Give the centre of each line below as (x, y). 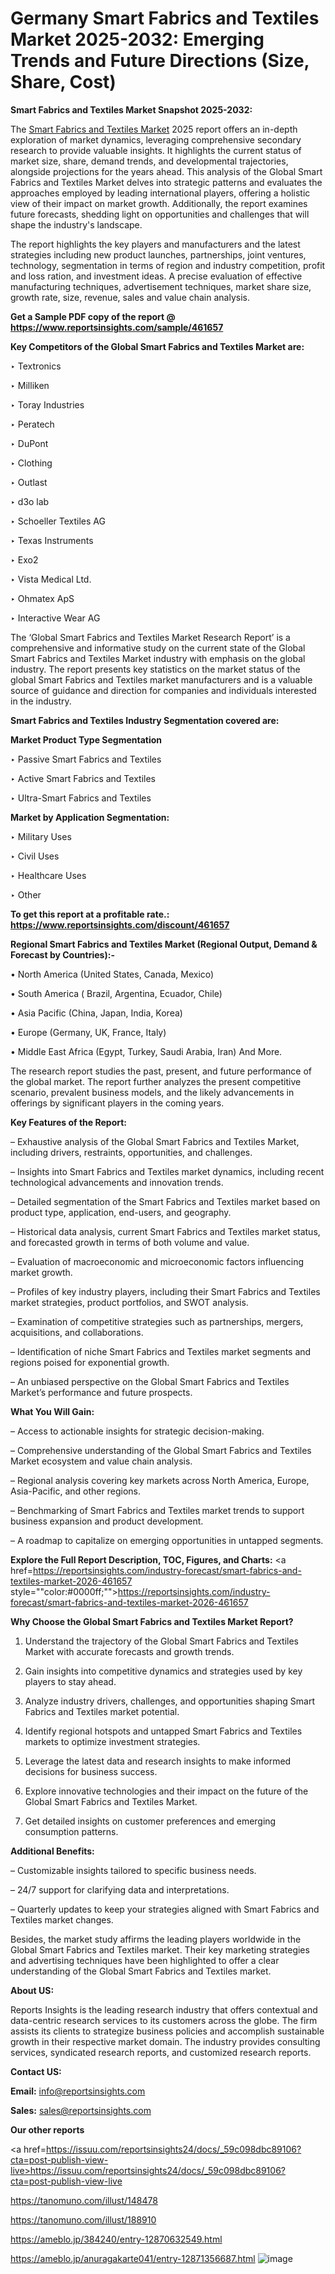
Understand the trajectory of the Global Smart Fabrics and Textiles (161, 1641)
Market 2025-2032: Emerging (137, 39)
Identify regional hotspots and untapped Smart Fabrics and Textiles (163, 1731)
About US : (32, 1990)
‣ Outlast (29, 482)
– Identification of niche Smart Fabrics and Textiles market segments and (161, 1351)
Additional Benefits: (52, 1851)
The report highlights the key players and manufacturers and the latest (155, 244)
